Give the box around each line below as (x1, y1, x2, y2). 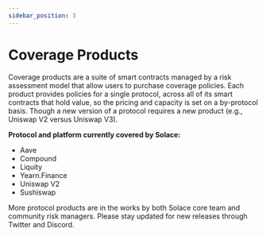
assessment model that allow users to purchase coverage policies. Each (8, 80, 245, 90)
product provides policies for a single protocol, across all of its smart (8, 89, 233, 99)
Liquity (19, 162, 43, 172)
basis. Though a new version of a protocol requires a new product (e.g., (8, 106, 243, 115)
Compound (19, 153, 57, 163)
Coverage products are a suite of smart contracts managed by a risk (8, 72, 232, 82)
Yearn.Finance (19, 170, 67, 180)
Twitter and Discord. (8, 219, 75, 229)
